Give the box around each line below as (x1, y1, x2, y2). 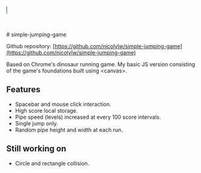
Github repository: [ (6, 43, 55, 49)
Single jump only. (15, 119, 59, 127)
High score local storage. (15, 107, 78, 114)
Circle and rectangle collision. (15, 160, 90, 167)
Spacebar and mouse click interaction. (15, 100, 111, 108)
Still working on (6, 143, 67, 154)
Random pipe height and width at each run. (15, 126, 123, 133)
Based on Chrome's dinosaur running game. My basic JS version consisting (6, 61, 196, 68)
